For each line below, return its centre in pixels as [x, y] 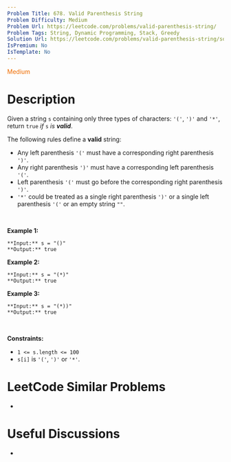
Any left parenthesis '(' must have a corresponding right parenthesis [115, 152]
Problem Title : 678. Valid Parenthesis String [75, 13]
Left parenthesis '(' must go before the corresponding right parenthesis [120, 182]
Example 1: [23, 230]
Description [41, 100]
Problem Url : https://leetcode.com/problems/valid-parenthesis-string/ [112, 26]
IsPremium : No [27, 46]
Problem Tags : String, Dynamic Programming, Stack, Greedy [93, 33]
